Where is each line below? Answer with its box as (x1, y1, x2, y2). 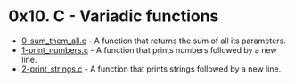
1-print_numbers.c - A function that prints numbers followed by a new (20, 44, 277, 55)
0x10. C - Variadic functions (8, 6, 219, 26)
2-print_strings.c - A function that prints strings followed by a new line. (20, 64, 282, 74)
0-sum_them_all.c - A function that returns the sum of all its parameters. (20, 35, 286, 46)
